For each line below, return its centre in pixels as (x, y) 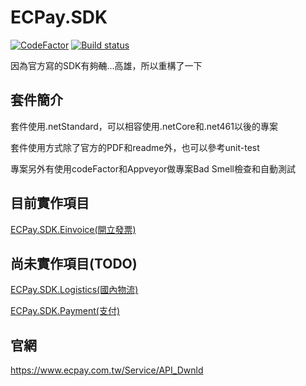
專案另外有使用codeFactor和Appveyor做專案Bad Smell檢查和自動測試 (153, 168)
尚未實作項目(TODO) (74, 263)
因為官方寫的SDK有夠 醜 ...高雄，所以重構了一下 (106, 65)
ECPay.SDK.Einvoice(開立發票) (73, 229)
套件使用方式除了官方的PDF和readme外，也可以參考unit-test (135, 147)
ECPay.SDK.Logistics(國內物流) (74, 290)
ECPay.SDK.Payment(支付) (65, 311)
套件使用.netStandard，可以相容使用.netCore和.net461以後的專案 (144, 126)
